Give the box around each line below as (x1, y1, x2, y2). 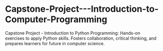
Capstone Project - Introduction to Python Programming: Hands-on (5, 30, 140, 36)
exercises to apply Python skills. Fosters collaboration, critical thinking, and (5, 35, 157, 41)
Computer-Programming (5, 14, 108, 25)
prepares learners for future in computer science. (5, 40, 105, 46)
